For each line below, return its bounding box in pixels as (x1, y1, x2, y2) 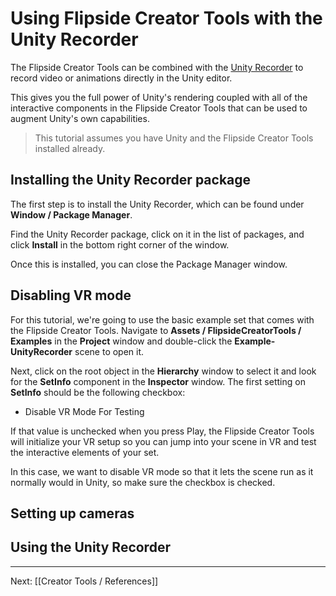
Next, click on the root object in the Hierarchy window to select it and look (10, 365, 317, 377)
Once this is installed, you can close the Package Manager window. (10, 258, 288, 270)
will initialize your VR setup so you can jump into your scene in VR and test (10, 435, 317, 447)
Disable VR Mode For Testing (24, 405, 145, 417)
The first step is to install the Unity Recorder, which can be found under (10, 198, 305, 210)
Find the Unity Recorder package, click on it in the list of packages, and (10, 228, 305, 240)
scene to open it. (74, 345, 145, 357)
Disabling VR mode (10, 287, 132, 304)
